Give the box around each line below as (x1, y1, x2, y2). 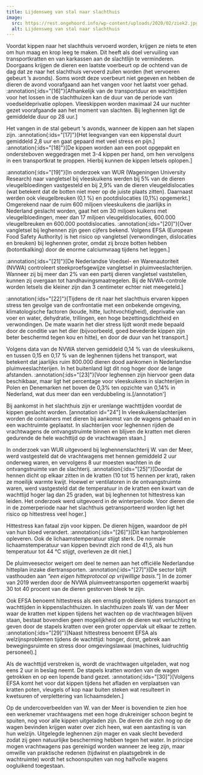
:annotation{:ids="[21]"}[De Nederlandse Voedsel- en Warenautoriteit (6, 258, 179, 265)
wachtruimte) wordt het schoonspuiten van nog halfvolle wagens (6, 756, 168, 763)
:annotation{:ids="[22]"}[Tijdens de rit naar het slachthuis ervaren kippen (6, 295, 189, 303)
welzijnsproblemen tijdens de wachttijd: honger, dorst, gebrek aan (6, 636, 171, 643)
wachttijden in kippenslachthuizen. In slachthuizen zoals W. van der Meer (6, 604, 189, 611)
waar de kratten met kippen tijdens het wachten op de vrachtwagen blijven (6, 610, 193, 618)
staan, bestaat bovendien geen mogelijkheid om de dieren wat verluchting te (6, 616, 197, 624)
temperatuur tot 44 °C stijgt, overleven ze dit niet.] (6, 548, 132, 555)
